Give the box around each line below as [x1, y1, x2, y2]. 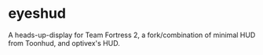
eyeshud [8, 5, 67, 22]
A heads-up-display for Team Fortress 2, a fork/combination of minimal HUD [8, 30, 256, 40]
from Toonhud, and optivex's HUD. [8, 38, 120, 47]
